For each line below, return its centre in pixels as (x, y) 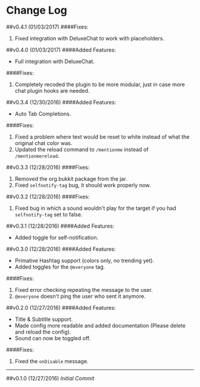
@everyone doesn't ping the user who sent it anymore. (80, 296)
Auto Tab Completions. (43, 114)
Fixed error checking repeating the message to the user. (84, 290)
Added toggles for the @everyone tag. (60, 267)
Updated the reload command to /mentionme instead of (82, 149)
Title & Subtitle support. (44, 319)
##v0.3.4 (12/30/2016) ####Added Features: (61, 102)
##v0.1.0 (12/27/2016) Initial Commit (50, 378)
